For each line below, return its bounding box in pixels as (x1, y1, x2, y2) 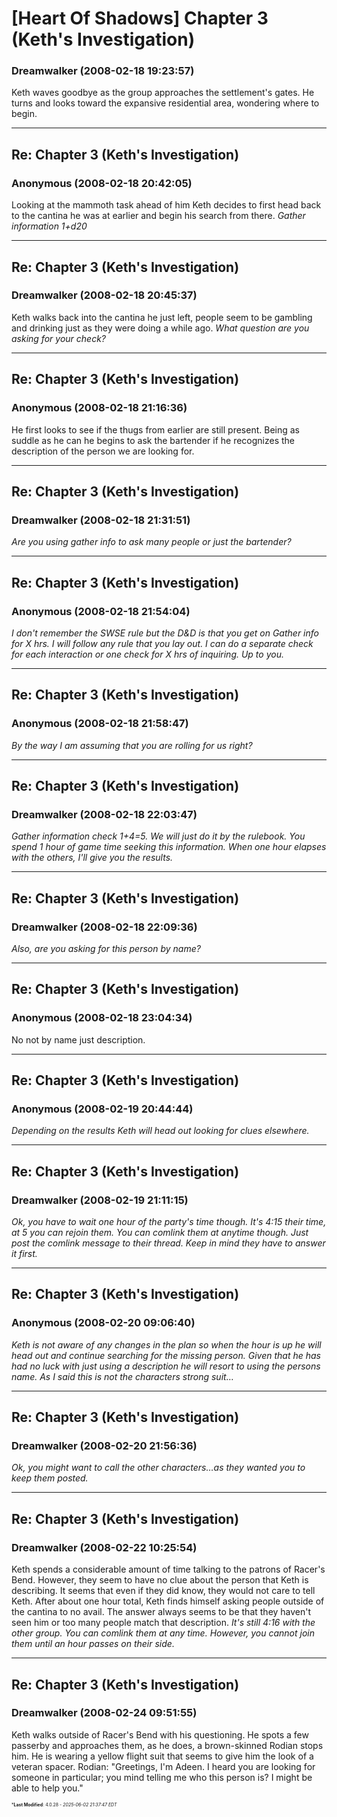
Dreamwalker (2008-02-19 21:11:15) (11, 1193, 189, 1207)
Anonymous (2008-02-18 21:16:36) (11, 401, 188, 415)
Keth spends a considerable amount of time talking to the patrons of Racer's (11, 1563, 326, 1576)
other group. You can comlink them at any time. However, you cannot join (11, 1627, 315, 1639)
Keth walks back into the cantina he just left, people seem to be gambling (11, 311, 313, 323)
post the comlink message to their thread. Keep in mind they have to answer (11, 1237, 326, 1249)
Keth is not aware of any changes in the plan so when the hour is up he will (11, 1338, 322, 1351)
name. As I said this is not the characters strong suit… (11, 1370, 234, 1382)
